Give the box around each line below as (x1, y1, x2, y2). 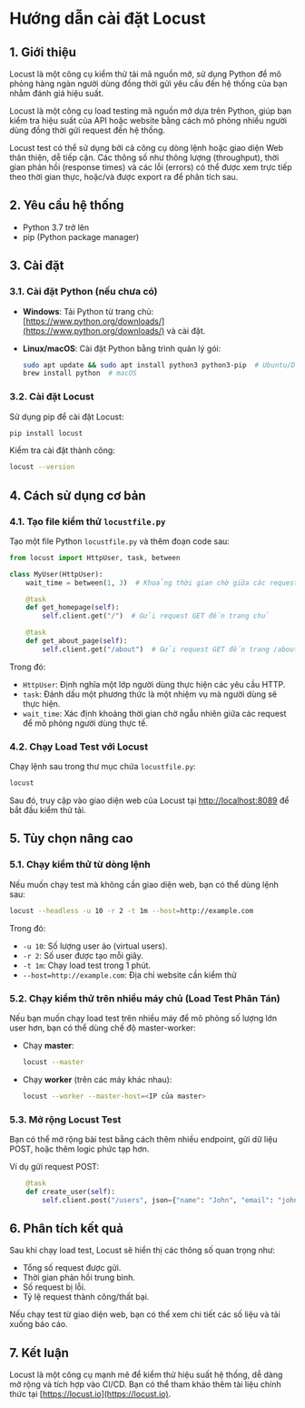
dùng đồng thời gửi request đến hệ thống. (9, 125, 166, 136)
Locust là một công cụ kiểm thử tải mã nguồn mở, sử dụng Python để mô (9, 68, 281, 79)
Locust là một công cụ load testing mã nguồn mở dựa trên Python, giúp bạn (9, 106, 292, 116)
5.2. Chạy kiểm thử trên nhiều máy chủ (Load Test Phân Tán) (9, 991, 281, 1004)
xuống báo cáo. (9, 1319, 68, 1330)
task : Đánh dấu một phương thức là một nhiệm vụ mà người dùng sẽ (22, 689, 278, 699)
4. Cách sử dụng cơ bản (9, 488, 147, 503)
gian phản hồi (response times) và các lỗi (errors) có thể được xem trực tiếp (9, 162, 292, 172)
